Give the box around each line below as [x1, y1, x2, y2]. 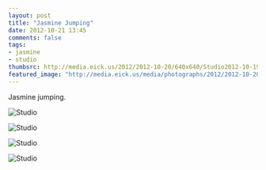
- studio [8, 56, 37, 64]
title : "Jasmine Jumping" [8, 19, 93, 27]
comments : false [8, 33, 62, 42]
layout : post [8, 11, 51, 20]
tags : [8, 41, 26, 49]
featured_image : [8, 70, 62, 78]
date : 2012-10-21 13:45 [8, 26, 87, 34]
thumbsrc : [8, 63, 41, 71]
